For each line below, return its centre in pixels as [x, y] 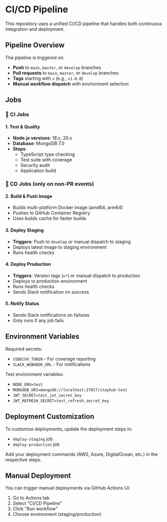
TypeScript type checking [47, 154]
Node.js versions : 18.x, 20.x [42, 138]
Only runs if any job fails [38, 320]
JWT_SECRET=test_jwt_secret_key [47, 395]
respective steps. [23, 460]
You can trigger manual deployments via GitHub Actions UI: [68, 488]
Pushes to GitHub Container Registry [51, 213]
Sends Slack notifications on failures [51, 315]
